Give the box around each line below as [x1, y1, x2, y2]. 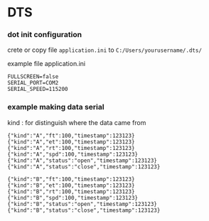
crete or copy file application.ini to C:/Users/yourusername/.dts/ [7, 45, 203, 54]
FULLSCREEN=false [7, 73, 59, 80]
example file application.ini [7, 60, 86, 68]
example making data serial [7, 102, 104, 112]
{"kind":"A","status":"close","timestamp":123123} [7, 163, 161, 171]
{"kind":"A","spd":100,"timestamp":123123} [7, 151, 139, 158]
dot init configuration [7, 30, 82, 40]
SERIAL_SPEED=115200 [7, 86, 69, 93]
